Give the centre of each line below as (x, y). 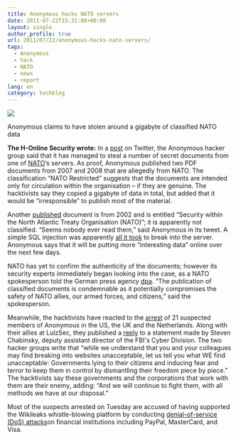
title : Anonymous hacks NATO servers (63, 14)
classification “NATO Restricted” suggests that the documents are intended (117, 178)
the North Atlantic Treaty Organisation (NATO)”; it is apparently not (105, 222)
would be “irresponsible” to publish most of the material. (90, 201)
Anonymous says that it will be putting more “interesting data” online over (115, 245)
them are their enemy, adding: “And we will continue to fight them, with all (115, 386)
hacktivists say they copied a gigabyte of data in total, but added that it (111, 193)
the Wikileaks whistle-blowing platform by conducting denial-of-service (113, 414)
